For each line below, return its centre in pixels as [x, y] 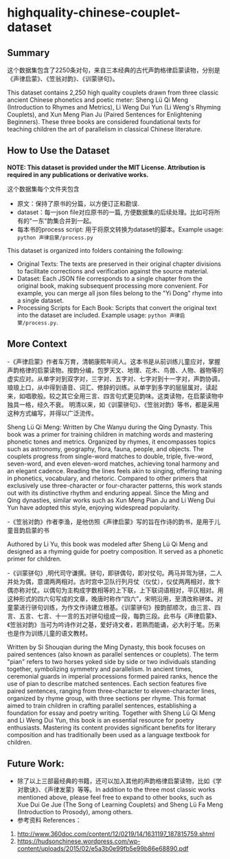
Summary [28, 53]
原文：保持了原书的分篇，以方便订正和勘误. [78, 203]
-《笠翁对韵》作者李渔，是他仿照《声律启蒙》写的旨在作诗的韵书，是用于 [111, 521]
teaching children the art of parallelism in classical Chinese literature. [105, 129]
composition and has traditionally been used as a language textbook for [108, 734]
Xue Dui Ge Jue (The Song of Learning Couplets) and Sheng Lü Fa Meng [120, 805]
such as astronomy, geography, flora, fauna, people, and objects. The [105, 448]
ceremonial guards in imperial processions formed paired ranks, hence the [113, 676]
